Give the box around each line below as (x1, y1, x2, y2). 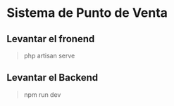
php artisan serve (23, 51, 75, 60)
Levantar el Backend (6, 72, 99, 84)
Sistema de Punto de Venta (6, 5, 168, 21)
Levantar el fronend (6, 33, 95, 45)
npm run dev (23, 90, 61, 99)
